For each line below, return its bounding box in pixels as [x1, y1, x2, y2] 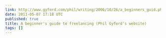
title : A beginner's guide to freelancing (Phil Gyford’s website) [5, 21, 147, 26]
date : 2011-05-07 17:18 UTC [5, 12, 63, 17]
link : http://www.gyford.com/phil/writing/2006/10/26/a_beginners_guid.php [5, 7, 165, 12]
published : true [5, 16, 39, 21]
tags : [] [5, 26, 23, 31]
